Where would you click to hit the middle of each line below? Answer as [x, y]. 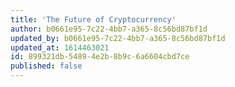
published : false [46, 66]
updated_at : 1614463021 [60, 47]
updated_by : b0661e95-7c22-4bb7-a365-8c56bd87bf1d [118, 38]
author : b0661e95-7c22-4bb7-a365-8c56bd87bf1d [109, 29]
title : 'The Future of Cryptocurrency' [93, 19]
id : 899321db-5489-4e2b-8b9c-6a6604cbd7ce [100, 57]
